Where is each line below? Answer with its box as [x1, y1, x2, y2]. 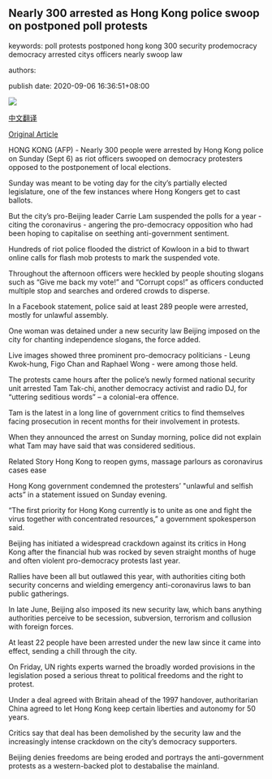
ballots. [8, 195, 33, 205]
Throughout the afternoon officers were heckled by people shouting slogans [8, 268, 264, 278]
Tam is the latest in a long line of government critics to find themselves [8, 407, 245, 417]
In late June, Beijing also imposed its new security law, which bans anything [8, 604, 262, 614]
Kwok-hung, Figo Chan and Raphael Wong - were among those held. [8, 359, 238, 368]
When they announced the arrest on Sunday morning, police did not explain [8, 432, 261, 442]
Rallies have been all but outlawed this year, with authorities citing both [8, 571, 246, 581]
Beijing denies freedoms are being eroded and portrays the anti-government [8, 752, 264, 762]
